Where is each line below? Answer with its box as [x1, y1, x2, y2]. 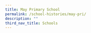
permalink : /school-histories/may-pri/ [5, 12, 87, 16]
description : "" [5, 16, 38, 21]
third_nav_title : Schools [5, 20, 58, 26]
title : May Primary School [5, 7, 60, 12]
